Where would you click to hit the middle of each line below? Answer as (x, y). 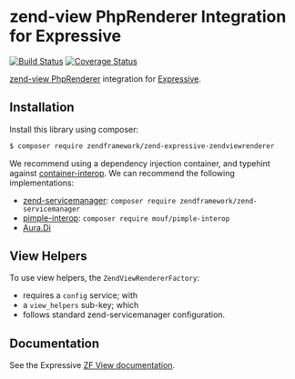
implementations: (42, 183)
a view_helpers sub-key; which (81, 305)
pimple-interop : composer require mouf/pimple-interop (126, 218)
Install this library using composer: (74, 129)
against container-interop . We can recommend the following (122, 173)
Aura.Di (37, 227)
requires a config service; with (80, 295)
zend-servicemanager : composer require (99, 200)
